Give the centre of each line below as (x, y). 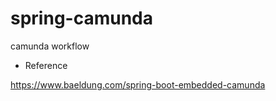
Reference (46, 65)
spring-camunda (81, 18)
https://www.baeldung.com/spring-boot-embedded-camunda (138, 84)
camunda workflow (50, 46)
